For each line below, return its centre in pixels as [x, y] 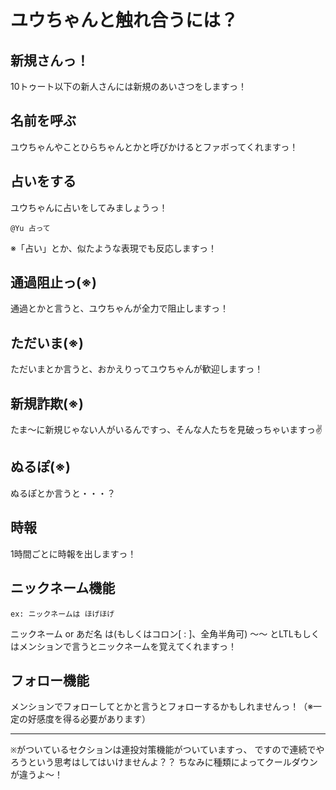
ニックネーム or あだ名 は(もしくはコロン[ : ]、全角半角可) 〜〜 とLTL [152, 633]
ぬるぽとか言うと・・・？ [63, 493]
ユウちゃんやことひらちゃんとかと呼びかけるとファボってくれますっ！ [154, 147]
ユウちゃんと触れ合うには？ [124, 20]
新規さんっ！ [50, 60]
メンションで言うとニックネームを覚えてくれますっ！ [127, 646]
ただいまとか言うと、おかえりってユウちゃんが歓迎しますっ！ [137, 369]
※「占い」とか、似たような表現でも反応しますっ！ [114, 248]
